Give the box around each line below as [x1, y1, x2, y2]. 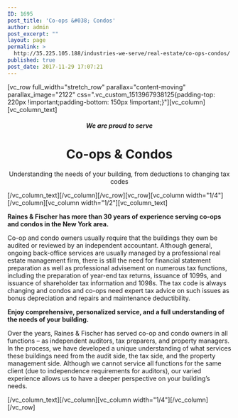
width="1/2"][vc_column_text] [80, 199, 168, 207]
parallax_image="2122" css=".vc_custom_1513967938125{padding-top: [7, 90, 215, 99]
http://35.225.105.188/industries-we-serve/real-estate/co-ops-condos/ [13, 50, 231, 57]
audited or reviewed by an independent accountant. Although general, [7, 241, 213, 250]
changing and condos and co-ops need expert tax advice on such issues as [7, 287, 229, 295]
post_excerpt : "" [7, 30, 59, 38]
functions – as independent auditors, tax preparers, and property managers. [7, 336, 229, 345]
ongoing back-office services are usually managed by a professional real [7, 249, 221, 258]
